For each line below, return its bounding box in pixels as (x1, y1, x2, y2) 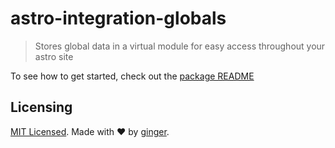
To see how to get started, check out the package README (10, 70, 255, 82)
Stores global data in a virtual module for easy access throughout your (34, 40, 326, 52)
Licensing (10, 99, 73, 116)
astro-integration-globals (10, 7, 227, 30)
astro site (34, 50, 74, 62)
